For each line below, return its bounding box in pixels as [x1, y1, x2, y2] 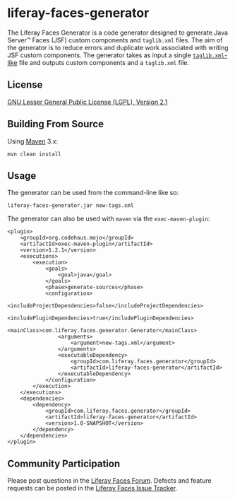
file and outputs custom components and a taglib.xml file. [18, 58, 189, 66]
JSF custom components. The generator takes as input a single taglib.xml [7, 51, 224, 59]
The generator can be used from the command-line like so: [7, 189, 179, 197]
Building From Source [7, 118, 104, 130]
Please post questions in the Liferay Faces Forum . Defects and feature [7, 476, 212, 485]
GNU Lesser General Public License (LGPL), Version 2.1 [7, 98, 168, 106]
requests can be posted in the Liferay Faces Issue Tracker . [7, 484, 178, 493]
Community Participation [7, 457, 121, 469]
